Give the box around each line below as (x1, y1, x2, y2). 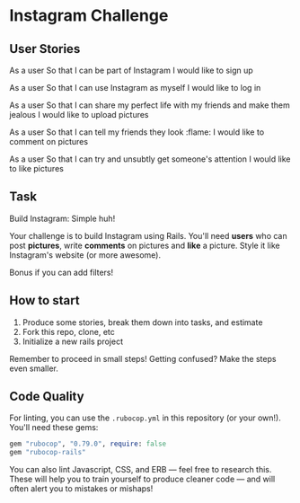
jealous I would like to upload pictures (9, 110, 149, 119)
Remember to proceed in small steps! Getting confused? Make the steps (9, 353, 277, 364)
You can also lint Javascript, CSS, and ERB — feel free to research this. (9, 464, 272, 475)
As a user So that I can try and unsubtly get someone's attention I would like (9, 154, 291, 164)
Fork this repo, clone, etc (22, 326, 115, 337)
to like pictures (9, 163, 65, 173)
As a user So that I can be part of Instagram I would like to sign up (9, 65, 253, 75)
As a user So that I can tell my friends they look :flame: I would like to (9, 127, 265, 137)
